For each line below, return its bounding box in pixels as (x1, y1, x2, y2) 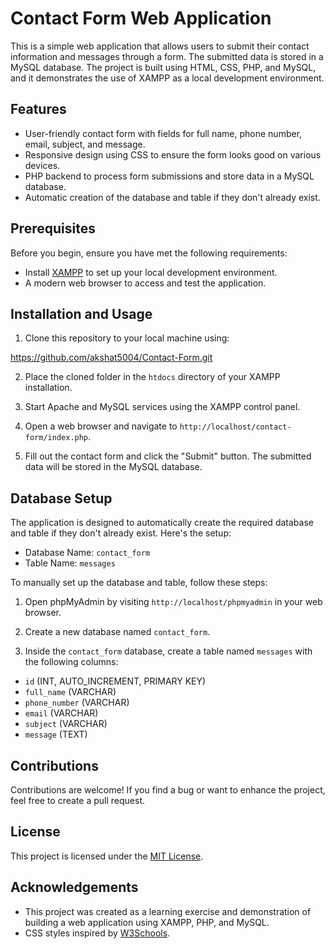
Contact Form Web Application (10, 7, 272, 30)
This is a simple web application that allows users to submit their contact (10, 40, 310, 52)
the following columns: (24, 656, 119, 668)
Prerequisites (10, 220, 96, 237)
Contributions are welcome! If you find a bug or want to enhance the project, (10, 784, 326, 796)
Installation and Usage (10, 305, 153, 322)
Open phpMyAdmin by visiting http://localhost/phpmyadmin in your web (24, 596, 323, 608)
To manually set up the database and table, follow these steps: (10, 577, 268, 589)
